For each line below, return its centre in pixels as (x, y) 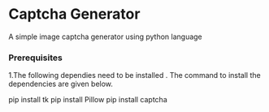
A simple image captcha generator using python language (106, 37)
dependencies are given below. (61, 84)
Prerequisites (35, 58)
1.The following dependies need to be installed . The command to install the (135, 75)
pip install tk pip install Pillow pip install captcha (88, 100)
